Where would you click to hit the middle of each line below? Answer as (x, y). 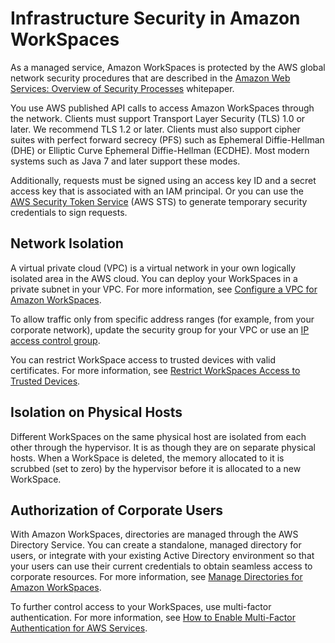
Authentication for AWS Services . (79, 628)
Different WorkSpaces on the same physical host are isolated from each (158, 436)
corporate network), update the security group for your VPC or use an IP (160, 329)
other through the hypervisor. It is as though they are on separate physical (163, 447)
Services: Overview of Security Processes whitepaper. (122, 88)
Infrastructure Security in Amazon (155, 18)
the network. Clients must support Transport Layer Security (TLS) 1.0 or (158, 118)
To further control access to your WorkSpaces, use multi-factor (141, 607)
